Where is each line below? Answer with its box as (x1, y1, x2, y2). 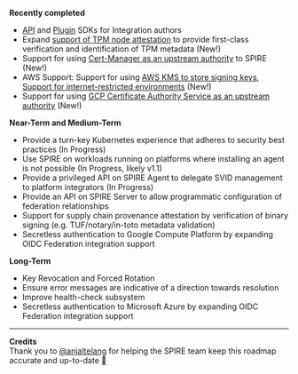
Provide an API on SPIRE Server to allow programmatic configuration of (21, 191, 282, 202)
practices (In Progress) (21, 144, 106, 155)
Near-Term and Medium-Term (9, 117, 122, 128)
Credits (9, 337, 37, 346)
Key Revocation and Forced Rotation (21, 273, 155, 283)
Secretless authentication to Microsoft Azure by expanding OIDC (21, 301, 259, 312)
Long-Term (9, 256, 51, 266)
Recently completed (9, 8, 86, 18)
